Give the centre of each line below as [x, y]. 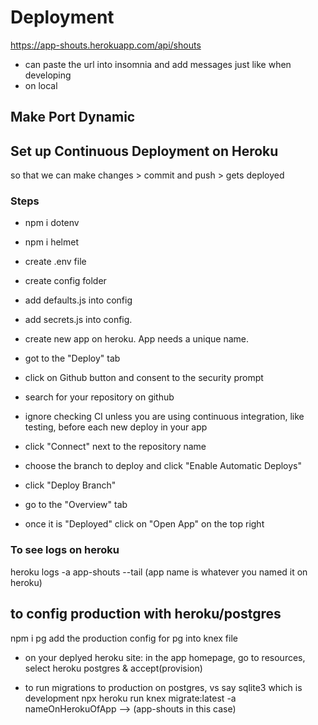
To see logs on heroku [65, 550]
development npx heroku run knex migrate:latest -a [130, 698]
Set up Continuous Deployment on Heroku [144, 151]
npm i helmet [52, 242]
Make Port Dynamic [73, 117]
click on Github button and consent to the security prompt [144, 378]
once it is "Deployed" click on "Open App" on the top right [144, 524]
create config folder [65, 281]
